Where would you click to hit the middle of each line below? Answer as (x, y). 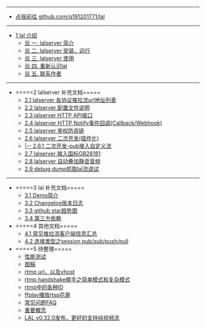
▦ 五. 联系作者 (43, 73)
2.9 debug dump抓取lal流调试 (62, 169)
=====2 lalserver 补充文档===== (58, 92)
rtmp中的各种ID (44, 287)
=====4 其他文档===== (46, 226)
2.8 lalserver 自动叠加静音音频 (63, 161)
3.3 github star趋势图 (51, 211)
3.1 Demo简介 (41, 195)
